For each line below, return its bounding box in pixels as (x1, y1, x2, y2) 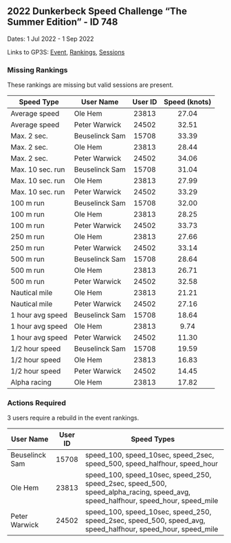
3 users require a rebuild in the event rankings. (7, 413, 140, 422)
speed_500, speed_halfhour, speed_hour (85, 459, 219, 469)
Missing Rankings (7, 65, 68, 74)
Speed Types (130, 434, 175, 444)
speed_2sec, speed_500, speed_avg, (85, 516, 206, 526)
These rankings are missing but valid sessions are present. (7, 81, 174, 89)
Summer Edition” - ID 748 (7, 17, 118, 28)
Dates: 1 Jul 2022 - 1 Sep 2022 (7, 34, 94, 43)
